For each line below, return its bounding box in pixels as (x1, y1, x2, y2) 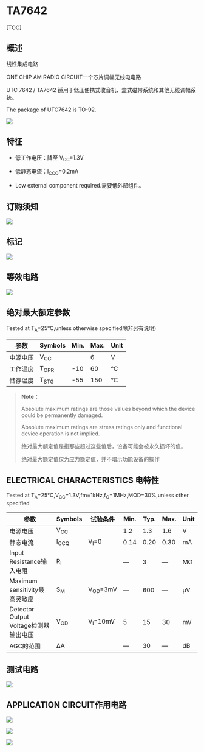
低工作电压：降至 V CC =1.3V (15, 153, 84, 163)
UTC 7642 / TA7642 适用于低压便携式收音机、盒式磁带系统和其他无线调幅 (6, 86, 191, 93)
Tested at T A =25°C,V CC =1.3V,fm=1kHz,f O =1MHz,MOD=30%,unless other (6, 491, 189, 500)
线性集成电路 (6, 60, 38, 68)
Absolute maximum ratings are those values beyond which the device (21, 406, 195, 413)
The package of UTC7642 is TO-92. (6, 106, 97, 113)
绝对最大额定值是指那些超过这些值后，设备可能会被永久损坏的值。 (21, 443, 186, 450)
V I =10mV (87, 617, 115, 627)
